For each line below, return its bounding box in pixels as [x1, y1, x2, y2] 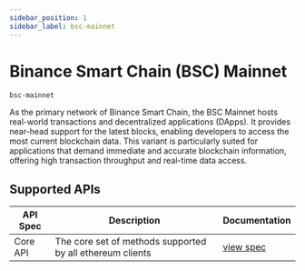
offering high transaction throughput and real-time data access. [9, 156, 248, 166]
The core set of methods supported [54, 236, 207, 248]
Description [108, 215, 161, 227]
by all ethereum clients [54, 246, 152, 259]
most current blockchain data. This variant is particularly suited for [9, 135, 259, 146]
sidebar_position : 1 [9, 13, 88, 23]
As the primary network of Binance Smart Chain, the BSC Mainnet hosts [9, 106, 279, 118]
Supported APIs [9, 181, 102, 196]
